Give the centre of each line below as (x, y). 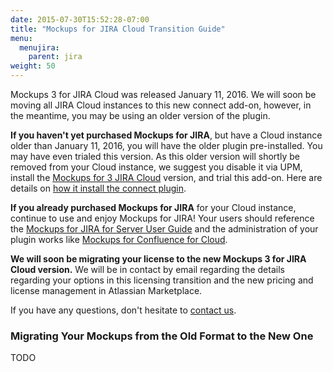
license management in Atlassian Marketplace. (106, 290)
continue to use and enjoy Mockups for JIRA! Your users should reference (162, 218)
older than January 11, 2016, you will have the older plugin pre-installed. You (166, 145)
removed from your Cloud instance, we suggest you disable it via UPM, (156, 167)
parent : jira (55, 57)
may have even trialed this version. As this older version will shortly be (155, 156)
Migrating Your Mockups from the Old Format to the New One (162, 336)
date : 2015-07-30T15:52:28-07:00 (80, 19)
